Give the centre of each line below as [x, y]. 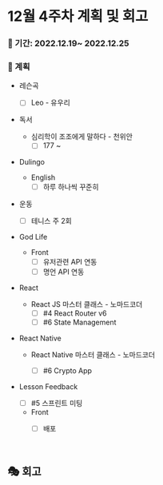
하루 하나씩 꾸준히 [71, 187]
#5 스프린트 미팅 [57, 403]
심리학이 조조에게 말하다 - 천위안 [82, 137]
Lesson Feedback [48, 386]
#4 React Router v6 [75, 313]
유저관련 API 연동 [70, 261]
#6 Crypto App [68, 370]
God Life [33, 237]
